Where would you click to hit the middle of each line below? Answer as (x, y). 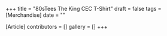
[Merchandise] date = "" (35, 15)
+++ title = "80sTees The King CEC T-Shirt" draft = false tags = (84, 9)
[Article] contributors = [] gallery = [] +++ (57, 27)
